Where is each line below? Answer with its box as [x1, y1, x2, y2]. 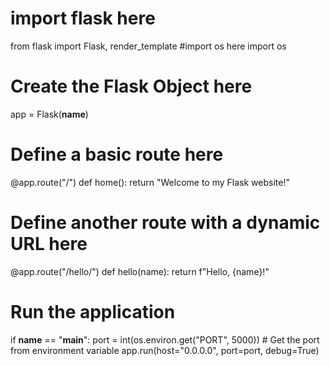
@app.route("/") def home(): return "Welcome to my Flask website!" [10, 176, 290, 188]
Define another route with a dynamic [10, 212, 321, 234]
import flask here [10, 7, 156, 30]
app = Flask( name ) [10, 108, 89, 120]
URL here [10, 233, 88, 255]
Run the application [10, 300, 176, 323]
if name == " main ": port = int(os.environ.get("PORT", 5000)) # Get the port [10, 333, 320, 346]
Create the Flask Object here [10, 75, 253, 98]
